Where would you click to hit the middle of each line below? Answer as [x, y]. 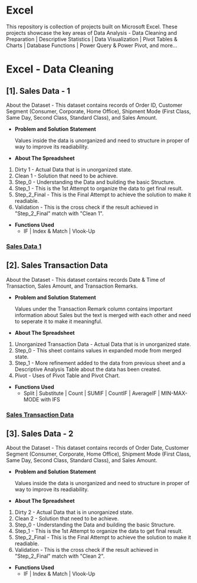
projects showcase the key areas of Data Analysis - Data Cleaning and [92, 32]
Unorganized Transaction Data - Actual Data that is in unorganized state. [103, 344]
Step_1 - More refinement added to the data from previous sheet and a [100, 363]
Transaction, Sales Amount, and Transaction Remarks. [72, 286]
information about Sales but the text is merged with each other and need [103, 315]
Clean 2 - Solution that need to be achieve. [67, 519]
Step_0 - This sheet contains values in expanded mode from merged [98, 350]
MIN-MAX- [174, 393]
